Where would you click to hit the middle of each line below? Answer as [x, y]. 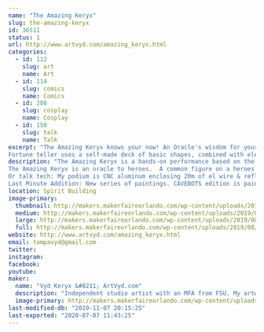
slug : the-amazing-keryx [49, 23]
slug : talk [40, 132]
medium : [28, 213]
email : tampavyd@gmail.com [52, 242]
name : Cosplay [45, 118]
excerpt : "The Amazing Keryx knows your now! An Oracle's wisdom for [125, 147]
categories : [27, 52]
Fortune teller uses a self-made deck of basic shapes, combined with [126, 154]
